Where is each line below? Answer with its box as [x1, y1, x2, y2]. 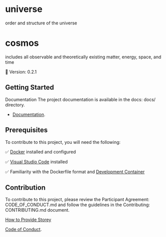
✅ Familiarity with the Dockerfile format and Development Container [5, 168, 145, 175]
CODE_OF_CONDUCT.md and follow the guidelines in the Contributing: [5, 202, 151, 208]
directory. [5, 102, 25, 108]
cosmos [5, 37, 39, 49]
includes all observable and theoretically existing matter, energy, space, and [5, 54, 162, 60]
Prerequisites [5, 126, 48, 134]
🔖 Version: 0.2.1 [5, 69, 37, 75]
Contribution [5, 183, 46, 192]
